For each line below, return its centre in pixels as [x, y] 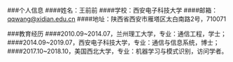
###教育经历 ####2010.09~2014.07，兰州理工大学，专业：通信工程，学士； [117, 34]
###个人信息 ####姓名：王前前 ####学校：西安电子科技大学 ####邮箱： [113, 10]
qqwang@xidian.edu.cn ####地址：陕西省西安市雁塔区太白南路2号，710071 [116, 19]
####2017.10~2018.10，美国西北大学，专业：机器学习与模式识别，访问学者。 [118, 51]
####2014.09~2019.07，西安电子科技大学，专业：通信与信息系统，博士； [113, 42]
